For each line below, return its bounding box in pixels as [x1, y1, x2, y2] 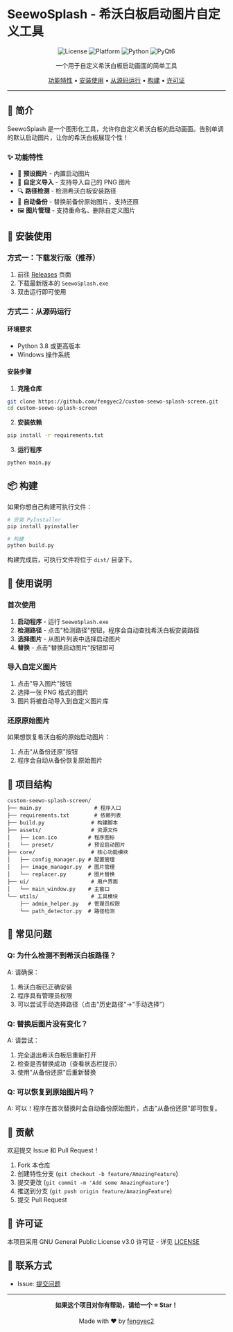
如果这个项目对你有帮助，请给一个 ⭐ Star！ [55, 1301, 178, 1309]
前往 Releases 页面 [17, 270, 71, 278]
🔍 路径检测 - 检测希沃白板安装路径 [17, 187, 116, 195]
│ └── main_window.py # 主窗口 [7, 885, 110, 892]
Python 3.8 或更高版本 [17, 341, 81, 350]
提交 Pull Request [17, 1195, 67, 1204]
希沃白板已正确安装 [17, 983, 73, 991]
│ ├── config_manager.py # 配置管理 [7, 856, 116, 863]
